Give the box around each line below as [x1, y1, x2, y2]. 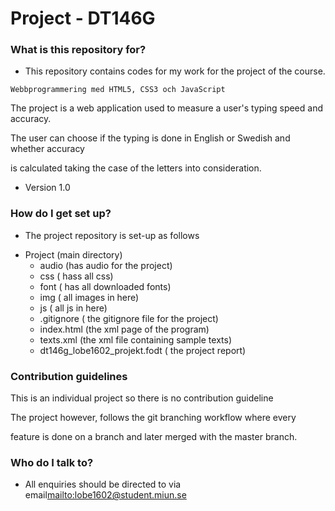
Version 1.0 [24, 182, 71, 194]
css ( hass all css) [39, 270, 114, 282]
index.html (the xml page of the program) [39, 323, 210, 335]
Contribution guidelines [10, 369, 128, 383]
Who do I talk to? [10, 456, 94, 469]
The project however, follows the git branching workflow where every [10, 412, 297, 424]
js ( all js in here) [39, 302, 108, 314]
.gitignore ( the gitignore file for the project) [39, 312, 219, 324]
